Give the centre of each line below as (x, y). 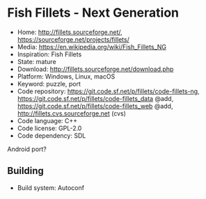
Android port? (27, 149)
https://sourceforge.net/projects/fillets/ (73, 39)
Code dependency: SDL (51, 135)
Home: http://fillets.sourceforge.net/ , (70, 32)
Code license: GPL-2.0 (49, 128)
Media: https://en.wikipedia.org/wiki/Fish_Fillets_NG (92, 47)
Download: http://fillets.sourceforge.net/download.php (95, 69)
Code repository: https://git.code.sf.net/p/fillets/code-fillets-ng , (108, 91)
